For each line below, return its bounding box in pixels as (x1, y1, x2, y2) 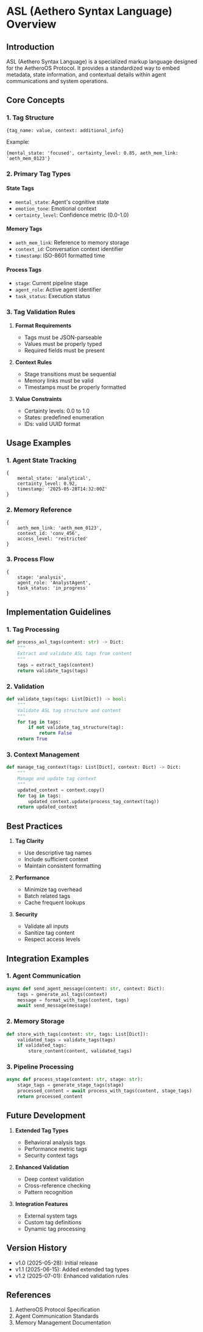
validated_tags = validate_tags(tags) (17, 1036, 116, 1043)
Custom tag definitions (24, 1218, 82, 1225)
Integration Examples (6, 953, 90, 963)
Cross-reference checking (24, 1181, 91, 1189)
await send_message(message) (17, 1003, 91, 1009)
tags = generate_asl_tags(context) (17, 991, 108, 997)
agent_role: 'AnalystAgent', (17, 580, 91, 586)
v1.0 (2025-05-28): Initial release (15, 1259, 98, 1267)
